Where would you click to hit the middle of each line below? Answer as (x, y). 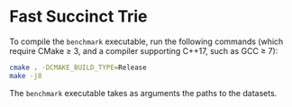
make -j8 (26, 76)
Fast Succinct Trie (78, 17)
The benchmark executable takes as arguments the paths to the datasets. (143, 93)
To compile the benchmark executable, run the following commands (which (146, 41)
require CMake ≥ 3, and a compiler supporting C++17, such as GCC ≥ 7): (144, 50)
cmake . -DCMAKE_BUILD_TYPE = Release (78, 67)
